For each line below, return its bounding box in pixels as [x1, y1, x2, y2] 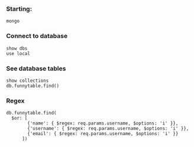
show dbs [6, 45, 28, 52]
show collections [6, 78, 49, 84]
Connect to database [6, 32, 68, 40]
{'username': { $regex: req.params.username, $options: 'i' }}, [27, 126, 189, 132]
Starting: [6, 5, 33, 13]
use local [6, 50, 31, 56]
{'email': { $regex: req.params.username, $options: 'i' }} [27, 131, 179, 137]
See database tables [6, 64, 66, 72]
